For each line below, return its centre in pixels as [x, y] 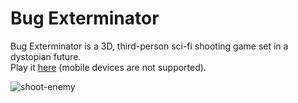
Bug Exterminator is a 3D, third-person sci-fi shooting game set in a [149, 46]
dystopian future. [46, 56]
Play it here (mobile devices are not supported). [108, 67]
